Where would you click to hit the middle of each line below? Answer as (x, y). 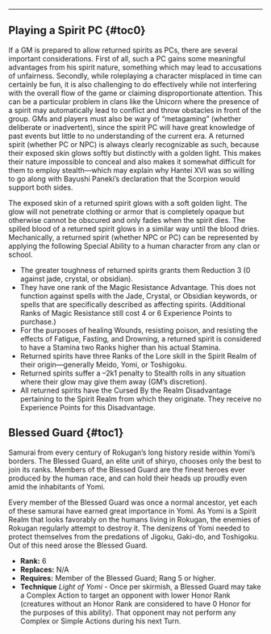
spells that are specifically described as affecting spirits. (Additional (133, 304)
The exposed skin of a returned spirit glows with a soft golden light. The (128, 203)
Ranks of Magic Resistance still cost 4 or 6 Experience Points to (126, 313)
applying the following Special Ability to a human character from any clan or (134, 246)
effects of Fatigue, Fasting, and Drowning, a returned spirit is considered (141, 338)
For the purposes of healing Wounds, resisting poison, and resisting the (139, 330)
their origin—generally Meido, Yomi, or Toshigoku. (103, 364)
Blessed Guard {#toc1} (66, 433)
